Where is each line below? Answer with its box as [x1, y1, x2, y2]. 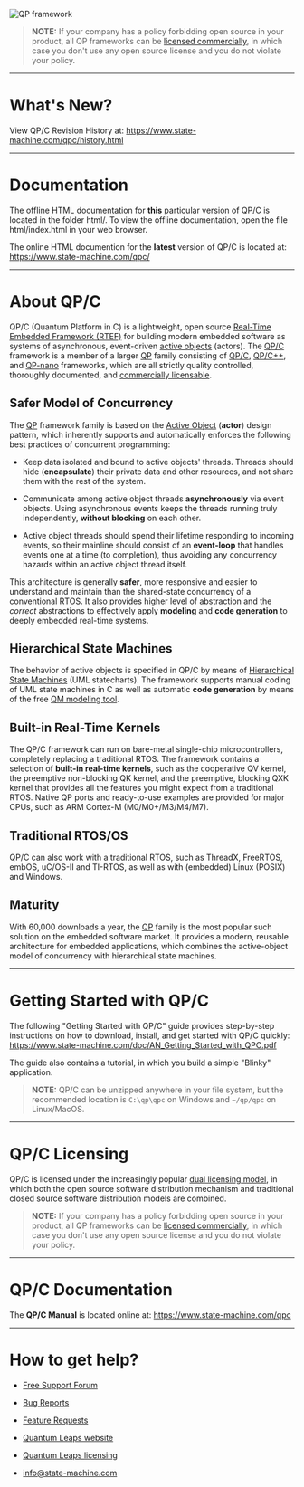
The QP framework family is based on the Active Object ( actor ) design [9, 419, 272, 430]
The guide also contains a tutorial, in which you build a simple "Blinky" [9, 1057, 271, 1068]
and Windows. [9, 872, 63, 882]
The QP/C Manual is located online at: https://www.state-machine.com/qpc [9, 1309, 291, 1320]
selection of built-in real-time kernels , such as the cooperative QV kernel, [9, 763, 287, 774]
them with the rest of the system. [22, 475, 147, 486]
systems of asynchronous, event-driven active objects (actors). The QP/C [9, 340, 285, 351]
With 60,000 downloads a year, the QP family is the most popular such [9, 921, 273, 932]
